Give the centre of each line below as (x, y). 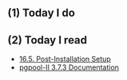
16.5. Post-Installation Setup (65, 59)
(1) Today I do (41, 13)
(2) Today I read (48, 40)
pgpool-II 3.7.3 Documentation (69, 67)
